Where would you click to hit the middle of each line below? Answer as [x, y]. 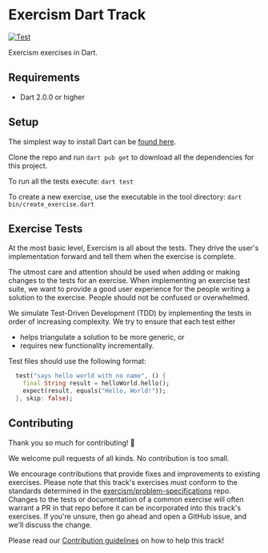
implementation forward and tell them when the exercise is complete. [122, 256]
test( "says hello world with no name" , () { [91, 376]
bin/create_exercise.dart [51, 204]
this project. [28, 165]
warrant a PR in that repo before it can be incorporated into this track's [125, 507]
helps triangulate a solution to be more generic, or [102, 337]
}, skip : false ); [44, 398]
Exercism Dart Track [77, 15]
